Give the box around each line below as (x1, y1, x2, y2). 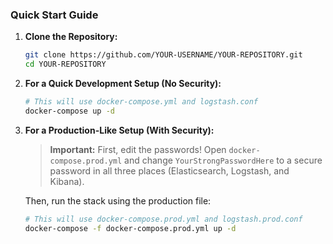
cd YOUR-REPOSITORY (24, 59, 107, 70)
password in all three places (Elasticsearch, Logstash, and (49, 164, 290, 177)
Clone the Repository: (24, 31, 118, 43)
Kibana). (49, 175, 85, 187)
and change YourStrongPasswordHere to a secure (124, 154, 323, 166)
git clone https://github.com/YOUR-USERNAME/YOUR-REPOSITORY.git (24, 50, 303, 60)
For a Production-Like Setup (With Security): (24, 124, 215, 136)
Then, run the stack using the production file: (24, 194, 212, 207)
